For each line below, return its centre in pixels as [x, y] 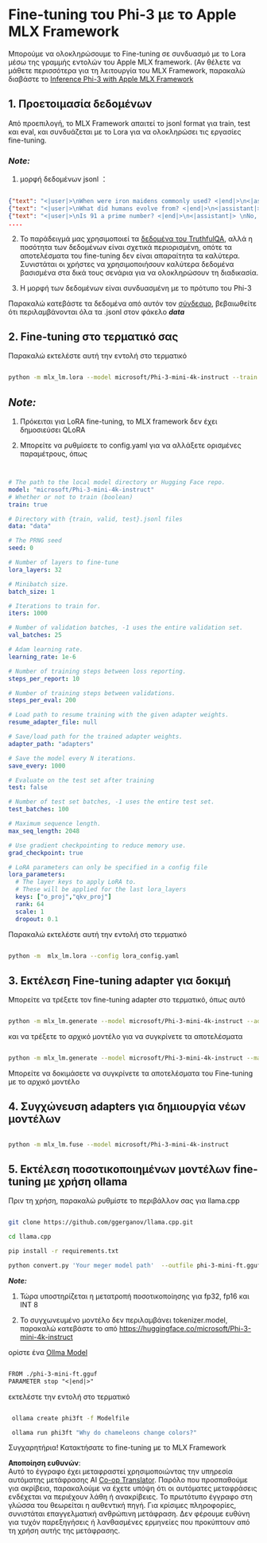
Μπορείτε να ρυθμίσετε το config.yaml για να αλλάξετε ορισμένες [131, 445]
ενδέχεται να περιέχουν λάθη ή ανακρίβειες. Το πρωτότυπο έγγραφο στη [130, 1497]
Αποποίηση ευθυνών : [44, 1463]
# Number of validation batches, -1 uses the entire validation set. [126, 628]
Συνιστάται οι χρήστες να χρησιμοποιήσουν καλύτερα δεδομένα [127, 264]
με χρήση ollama [85, 1182]
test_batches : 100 [39, 810]
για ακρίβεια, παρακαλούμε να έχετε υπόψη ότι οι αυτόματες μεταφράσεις [133, 1488]
